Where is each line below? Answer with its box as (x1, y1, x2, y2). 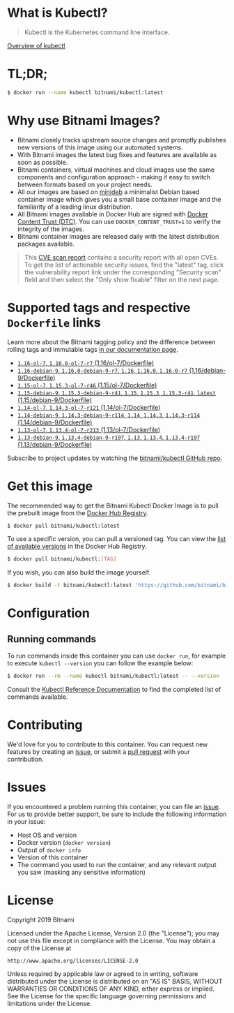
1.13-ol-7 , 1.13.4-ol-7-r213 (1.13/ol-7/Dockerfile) (17, 425, 161, 434)
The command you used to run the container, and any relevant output (17, 860, 217, 868)
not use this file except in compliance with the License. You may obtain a (7, 936, 216, 945)
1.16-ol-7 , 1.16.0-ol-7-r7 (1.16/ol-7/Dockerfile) (17, 358, 155, 367)
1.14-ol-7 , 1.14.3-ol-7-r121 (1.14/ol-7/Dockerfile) (17, 403, 161, 411)
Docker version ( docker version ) (17, 838, 111, 846)
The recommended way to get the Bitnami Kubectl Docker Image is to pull (7, 501, 219, 510)
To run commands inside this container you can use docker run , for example (7, 651, 226, 660)
